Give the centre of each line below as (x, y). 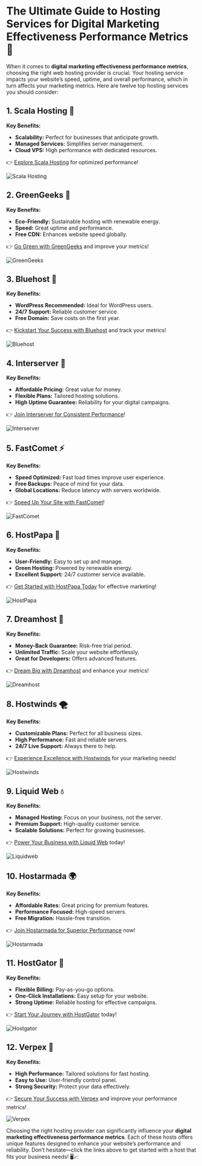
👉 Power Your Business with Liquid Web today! (66, 842)
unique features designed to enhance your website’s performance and (93, 1143)
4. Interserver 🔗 (36, 363)
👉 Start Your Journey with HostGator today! (62, 1014)
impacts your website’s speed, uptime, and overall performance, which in (97, 79)
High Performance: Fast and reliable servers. (71, 740)
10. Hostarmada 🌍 (41, 876)
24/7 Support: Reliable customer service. (67, 312)
